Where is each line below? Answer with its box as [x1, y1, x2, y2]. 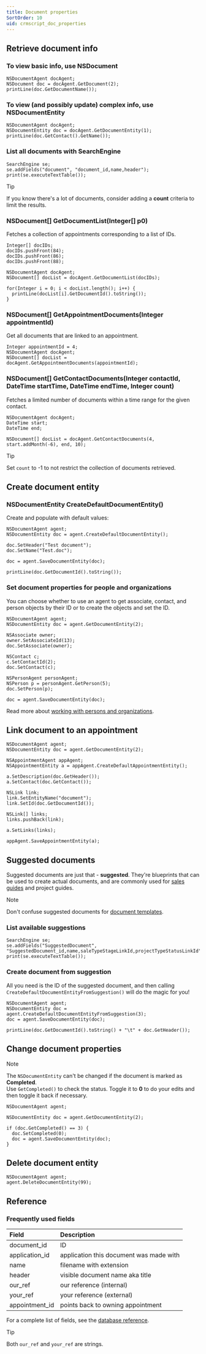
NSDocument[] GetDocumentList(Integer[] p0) [6, 216, 148, 225]
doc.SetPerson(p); [6, 686, 53, 692]
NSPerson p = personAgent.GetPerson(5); [6, 680, 112, 686]
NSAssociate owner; [6, 631, 56, 638]
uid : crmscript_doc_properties [6, 20, 86, 26]
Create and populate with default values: [6, 514, 109, 521]
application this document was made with [60, 1251, 180, 1259]
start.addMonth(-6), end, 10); [6, 441, 86, 448]
